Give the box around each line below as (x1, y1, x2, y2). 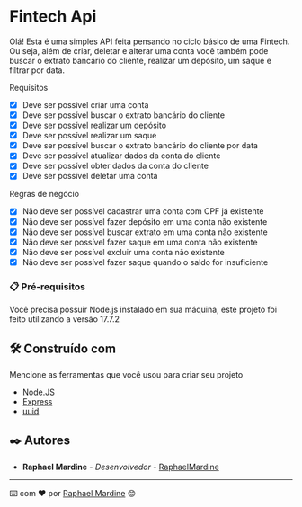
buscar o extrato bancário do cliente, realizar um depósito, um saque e (9, 55, 272, 66)
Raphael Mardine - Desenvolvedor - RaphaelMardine (22, 461, 220, 472)
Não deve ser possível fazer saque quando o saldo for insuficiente (22, 256, 269, 267)
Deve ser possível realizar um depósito (22, 120, 167, 131)
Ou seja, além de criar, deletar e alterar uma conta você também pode (9, 45, 269, 56)
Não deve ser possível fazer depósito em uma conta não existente (22, 216, 268, 227)
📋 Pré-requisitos (9, 280, 85, 293)
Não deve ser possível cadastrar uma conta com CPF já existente (22, 206, 264, 217)
